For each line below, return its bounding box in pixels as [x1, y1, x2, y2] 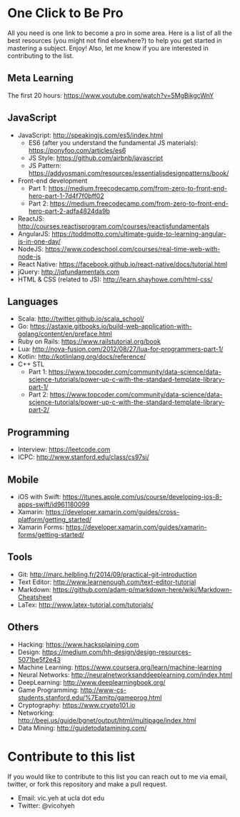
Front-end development [17, 176, 88, 185]
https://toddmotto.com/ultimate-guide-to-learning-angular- [51, 229, 226, 238]
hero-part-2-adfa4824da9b [28, 206, 111, 215]
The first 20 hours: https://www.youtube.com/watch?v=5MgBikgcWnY [7, 91, 214, 99]
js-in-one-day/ [17, 237, 61, 246]
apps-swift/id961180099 [17, 500, 90, 508]
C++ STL [17, 360, 45, 369]
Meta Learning [7, 72, 74, 84]
